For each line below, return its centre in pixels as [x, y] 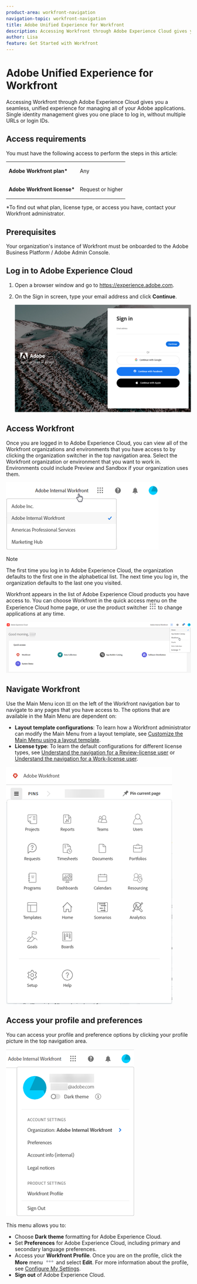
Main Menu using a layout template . [58, 740]
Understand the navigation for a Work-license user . [76, 758]
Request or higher [101, 189]
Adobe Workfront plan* [38, 171]
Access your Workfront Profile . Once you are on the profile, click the [98, 1255]
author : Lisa [22, 37]
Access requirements [46, 139]
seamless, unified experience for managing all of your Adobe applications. [96, 108]
